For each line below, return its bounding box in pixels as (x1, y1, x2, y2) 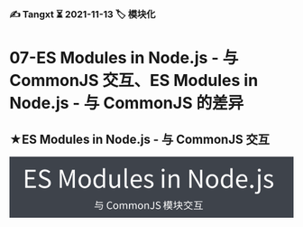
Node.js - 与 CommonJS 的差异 (9, 93, 244, 114)
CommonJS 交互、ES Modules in (9, 71, 259, 91)
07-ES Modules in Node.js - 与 (9, 48, 239, 69)
